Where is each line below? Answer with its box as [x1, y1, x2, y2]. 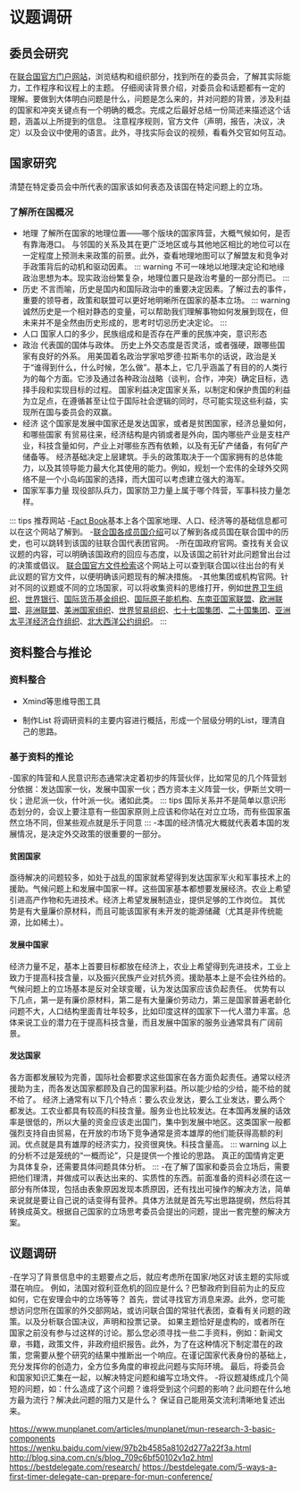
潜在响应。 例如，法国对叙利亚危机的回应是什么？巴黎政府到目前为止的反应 [9, 1282, 286, 1293]
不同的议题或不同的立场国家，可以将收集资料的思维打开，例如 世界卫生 [16, 583, 275, 593]
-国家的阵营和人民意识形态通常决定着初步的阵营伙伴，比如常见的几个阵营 [9, 772, 279, 783]
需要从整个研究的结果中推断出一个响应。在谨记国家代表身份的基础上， [32, 1350, 291, 1360]
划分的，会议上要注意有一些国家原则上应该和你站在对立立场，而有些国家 [16, 806, 283, 817]
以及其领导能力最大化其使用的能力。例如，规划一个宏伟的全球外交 [37, 463, 281, 473]
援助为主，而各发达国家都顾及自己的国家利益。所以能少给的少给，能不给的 [9, 1083, 283, 1094]
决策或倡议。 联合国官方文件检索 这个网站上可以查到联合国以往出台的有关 [16, 560, 286, 571]
